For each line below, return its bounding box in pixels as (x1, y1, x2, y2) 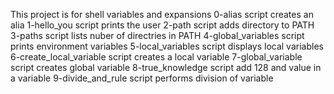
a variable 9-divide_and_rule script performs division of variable (10, 72, 274, 84)
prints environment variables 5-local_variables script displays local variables (10, 40, 324, 52)
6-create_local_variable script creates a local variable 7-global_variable (10, 51, 303, 63)
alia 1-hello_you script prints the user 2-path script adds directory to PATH (10, 19, 315, 31)
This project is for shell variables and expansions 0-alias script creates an (10, 9, 314, 20)
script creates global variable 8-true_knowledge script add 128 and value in (10, 62, 322, 73)
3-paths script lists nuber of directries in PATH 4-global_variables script (10, 30, 305, 41)
